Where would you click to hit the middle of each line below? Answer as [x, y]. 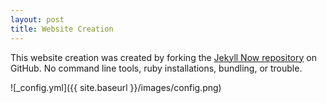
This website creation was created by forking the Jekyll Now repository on [163, 57]
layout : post [37, 19]
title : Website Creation [62, 29]
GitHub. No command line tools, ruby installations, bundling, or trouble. [156, 68]
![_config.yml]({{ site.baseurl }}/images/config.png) [116, 87]
